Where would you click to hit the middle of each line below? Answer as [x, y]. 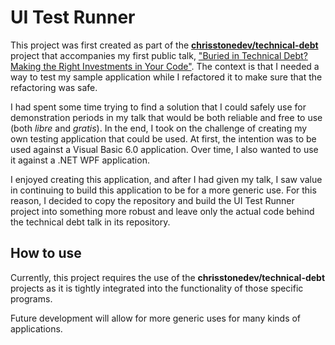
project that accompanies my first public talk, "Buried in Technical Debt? [159, 55]
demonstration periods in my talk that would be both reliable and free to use [166, 117]
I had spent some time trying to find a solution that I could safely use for [158, 107]
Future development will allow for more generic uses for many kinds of [156, 318]
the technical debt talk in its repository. [90, 222]
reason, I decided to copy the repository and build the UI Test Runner [152, 200]
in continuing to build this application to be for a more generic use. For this [163, 190]
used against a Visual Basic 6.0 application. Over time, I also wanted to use [164, 149]
